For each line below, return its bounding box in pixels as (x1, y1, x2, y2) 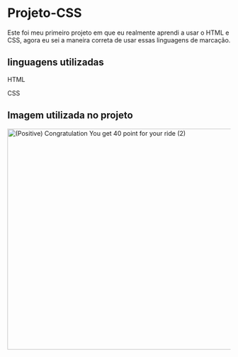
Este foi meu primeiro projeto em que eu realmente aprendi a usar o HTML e (7, 28, 229, 37)
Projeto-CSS (7, 5, 82, 21)
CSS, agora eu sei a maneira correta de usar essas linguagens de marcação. (7, 35, 231, 44)
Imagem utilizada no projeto (7, 110, 133, 122)
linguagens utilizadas (7, 57, 104, 69)
